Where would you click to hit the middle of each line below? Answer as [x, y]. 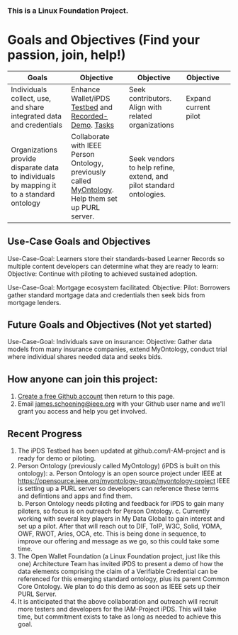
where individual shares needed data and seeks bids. [85, 357]
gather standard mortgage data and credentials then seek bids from [106, 295]
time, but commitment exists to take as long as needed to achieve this [119, 617]
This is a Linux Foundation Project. [68, 11]
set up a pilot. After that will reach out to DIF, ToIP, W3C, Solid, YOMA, [120, 526]
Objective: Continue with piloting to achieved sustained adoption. [102, 274]
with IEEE [86, 145]
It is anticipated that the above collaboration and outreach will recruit [118, 602]
